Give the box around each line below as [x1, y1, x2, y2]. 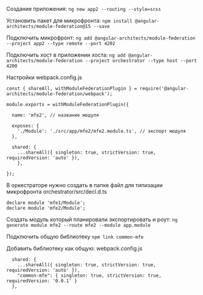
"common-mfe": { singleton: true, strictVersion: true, [17, 272, 162, 279]
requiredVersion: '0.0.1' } [6, 278, 78, 284]
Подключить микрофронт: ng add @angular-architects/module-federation [6, 34, 196, 41]
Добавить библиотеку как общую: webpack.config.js [6, 245, 143, 252]
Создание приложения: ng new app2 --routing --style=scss [6, 5, 161, 12]
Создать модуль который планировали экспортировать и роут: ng [6, 216, 178, 223]
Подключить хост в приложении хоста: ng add [6, 51, 126, 59]
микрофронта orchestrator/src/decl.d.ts [6, 188, 108, 195]
